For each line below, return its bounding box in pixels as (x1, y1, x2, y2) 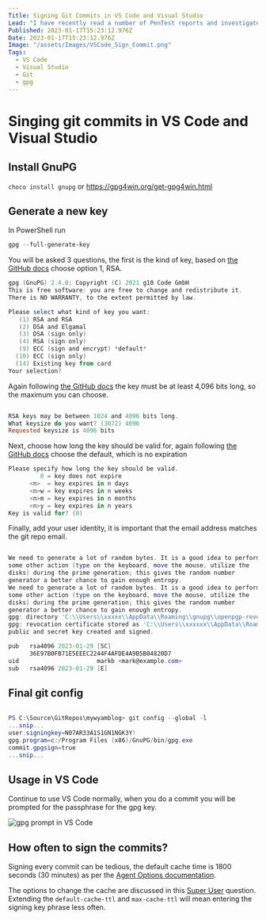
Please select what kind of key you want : (8, 308, 150, 316)
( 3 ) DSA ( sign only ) (18, 330, 87, 338)
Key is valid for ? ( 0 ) (8, 509, 83, 517)
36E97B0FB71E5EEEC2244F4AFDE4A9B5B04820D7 (28, 650, 172, 657)
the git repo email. (8, 532, 67, 542)
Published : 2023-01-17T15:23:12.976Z (8, 26, 133, 34)
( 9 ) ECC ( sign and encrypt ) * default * (18, 345, 147, 353)
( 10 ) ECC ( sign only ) (15, 352, 87, 361)
